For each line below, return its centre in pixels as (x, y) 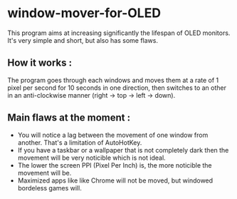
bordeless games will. (49, 188)
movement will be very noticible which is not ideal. (91, 158)
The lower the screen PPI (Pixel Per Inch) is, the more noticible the (115, 165)
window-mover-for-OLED (84, 13)
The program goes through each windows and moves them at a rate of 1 (113, 80)
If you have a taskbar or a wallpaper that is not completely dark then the (123, 150)
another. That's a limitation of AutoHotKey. (80, 142)
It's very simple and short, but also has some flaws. (83, 40)
